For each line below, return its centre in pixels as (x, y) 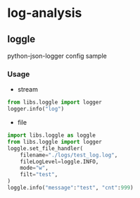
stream (28, 89)
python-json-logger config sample (57, 56)
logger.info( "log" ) (36, 109)
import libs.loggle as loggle (52, 135)
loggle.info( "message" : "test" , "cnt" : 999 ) (70, 188)
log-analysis (45, 13)
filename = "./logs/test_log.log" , (69, 155)
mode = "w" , (34, 168)
